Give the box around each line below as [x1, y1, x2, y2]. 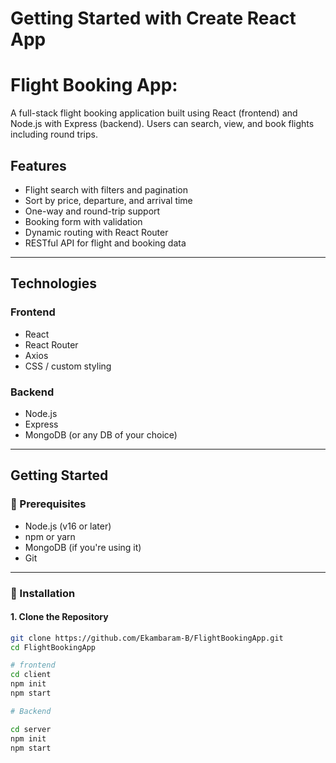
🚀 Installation [10, 586, 76, 600]
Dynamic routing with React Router [24, 226, 169, 238]
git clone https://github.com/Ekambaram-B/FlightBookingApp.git [10, 633, 284, 643]
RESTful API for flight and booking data [24, 237, 187, 249]
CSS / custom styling [24, 360, 112, 372]
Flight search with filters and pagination [24, 183, 188, 196]
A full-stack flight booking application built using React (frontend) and [10, 107, 298, 119]
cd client [10, 670, 52, 680]
